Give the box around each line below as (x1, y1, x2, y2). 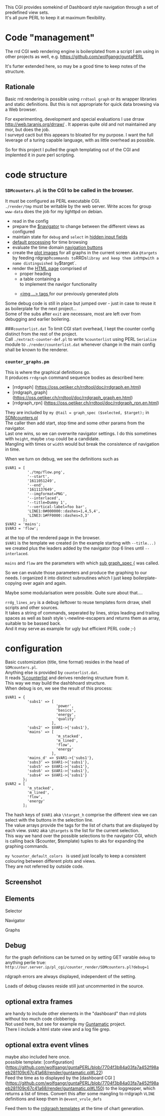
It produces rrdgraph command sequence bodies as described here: (5, 374, 144, 380)
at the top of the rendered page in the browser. (5, 534, 101, 541)
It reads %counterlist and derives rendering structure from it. (5, 675, 129, 681)
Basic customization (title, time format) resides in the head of (5, 659, 129, 665)
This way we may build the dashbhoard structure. (5, 680, 106, 686)
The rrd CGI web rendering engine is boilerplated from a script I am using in (5, 48, 159, 54)
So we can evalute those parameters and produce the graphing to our (5, 569, 147, 575)
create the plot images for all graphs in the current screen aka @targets (12, 250, 157, 256)
